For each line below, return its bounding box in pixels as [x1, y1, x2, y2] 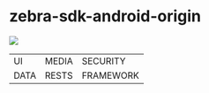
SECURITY [81, 55, 126, 67]
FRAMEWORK [81, 69, 139, 81]
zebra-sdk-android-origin [9, 6, 201, 27]
